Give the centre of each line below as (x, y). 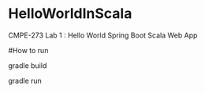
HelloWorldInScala (70, 14)
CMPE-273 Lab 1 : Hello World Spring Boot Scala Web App (103, 35)
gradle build (28, 65)
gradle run (25, 80)
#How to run (28, 50)
